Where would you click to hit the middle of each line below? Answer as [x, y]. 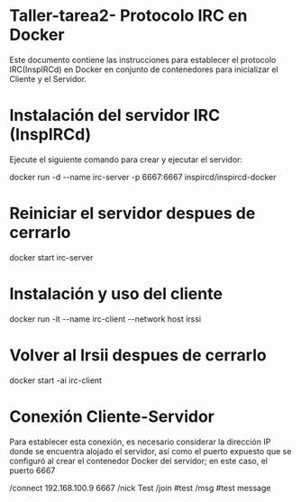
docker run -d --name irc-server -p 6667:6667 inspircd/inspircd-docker [143, 177]
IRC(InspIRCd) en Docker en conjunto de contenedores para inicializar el [144, 69]
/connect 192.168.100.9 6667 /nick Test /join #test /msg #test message [140, 488]
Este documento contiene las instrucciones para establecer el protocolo [143, 59]
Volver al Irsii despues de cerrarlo [138, 355]
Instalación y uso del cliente [116, 294]
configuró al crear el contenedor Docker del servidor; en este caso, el [139, 461]
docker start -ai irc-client [55, 380]
